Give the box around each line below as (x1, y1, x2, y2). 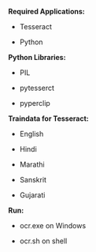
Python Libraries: (8, 53, 66, 62)
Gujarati (19, 190, 46, 200)
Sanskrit (19, 175, 47, 184)
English (19, 130, 44, 138)
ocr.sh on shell (19, 236, 68, 246)
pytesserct (19, 83, 55, 92)
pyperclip (19, 99, 51, 107)
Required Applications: (8, 7, 85, 16)
